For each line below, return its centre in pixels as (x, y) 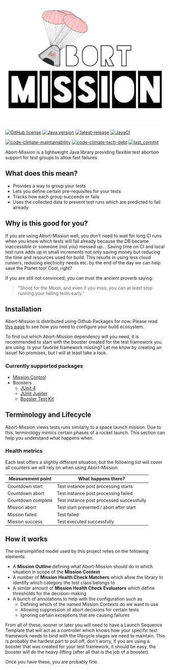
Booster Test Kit (37, 399)
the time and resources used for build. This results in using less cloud (78, 257)
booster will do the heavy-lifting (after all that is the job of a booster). (77, 652)
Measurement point (30, 479)
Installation (23, 309)
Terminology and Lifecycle (48, 415)
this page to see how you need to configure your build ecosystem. (75, 327)
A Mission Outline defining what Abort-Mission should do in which (83, 567)
